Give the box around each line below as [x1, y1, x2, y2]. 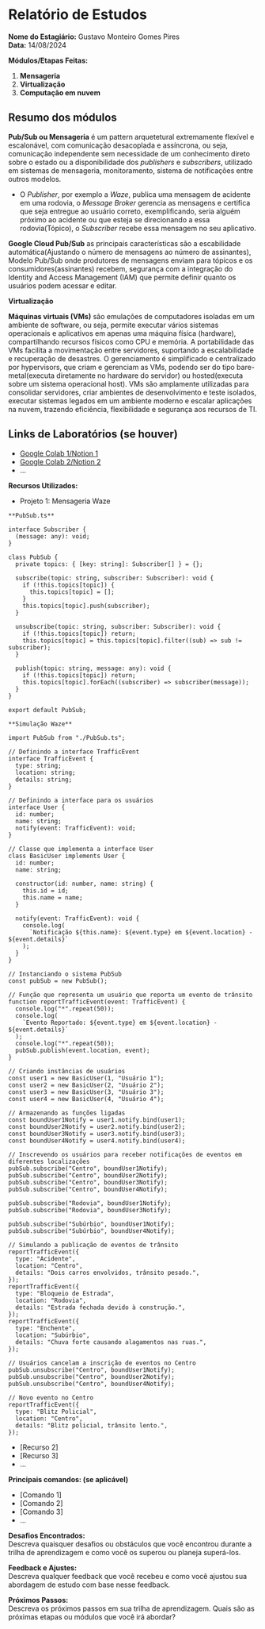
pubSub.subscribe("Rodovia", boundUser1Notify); [8, 1199, 172, 1207]
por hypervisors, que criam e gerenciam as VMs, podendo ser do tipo [8, 362, 235, 372]
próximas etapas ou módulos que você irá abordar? [8, 1612, 176, 1621]
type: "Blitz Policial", [15, 1408, 97, 1415]
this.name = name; [22, 893, 83, 902]
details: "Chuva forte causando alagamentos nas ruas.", [15, 1338, 207, 1346]
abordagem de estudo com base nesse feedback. [8, 1580, 171, 1589]
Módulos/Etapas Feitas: [8, 56, 89, 65]
